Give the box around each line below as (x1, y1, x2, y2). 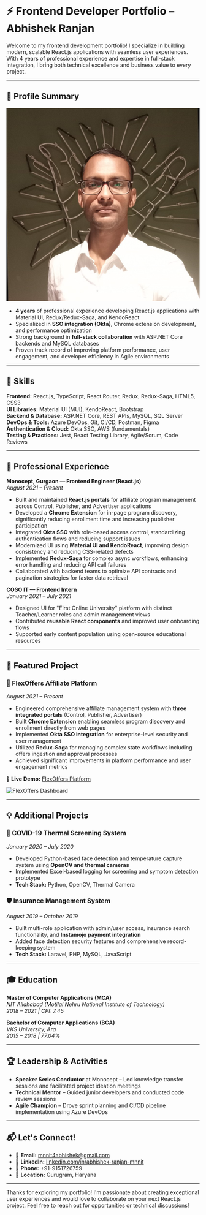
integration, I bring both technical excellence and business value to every (6, 61, 191, 69)
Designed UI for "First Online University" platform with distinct (15, 604, 173, 612)
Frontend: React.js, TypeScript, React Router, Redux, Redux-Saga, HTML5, (6, 392, 196, 399)
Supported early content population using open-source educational (15, 630, 186, 638)
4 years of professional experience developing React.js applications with (15, 307, 200, 314)
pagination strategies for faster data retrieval (15, 574, 129, 581)
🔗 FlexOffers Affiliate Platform (6, 679, 97, 687)
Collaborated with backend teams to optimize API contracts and (15, 567, 177, 575)
